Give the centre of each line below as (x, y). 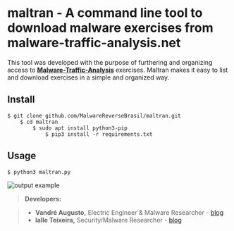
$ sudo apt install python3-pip (80, 128)
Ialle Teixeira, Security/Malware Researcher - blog (108, 220)
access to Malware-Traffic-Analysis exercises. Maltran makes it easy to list (118, 70)
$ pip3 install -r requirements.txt (99, 134)
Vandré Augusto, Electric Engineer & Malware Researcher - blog (129, 212)
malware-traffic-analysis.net (94, 43)
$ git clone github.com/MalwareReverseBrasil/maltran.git (94, 115)
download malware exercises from (110, 28)
